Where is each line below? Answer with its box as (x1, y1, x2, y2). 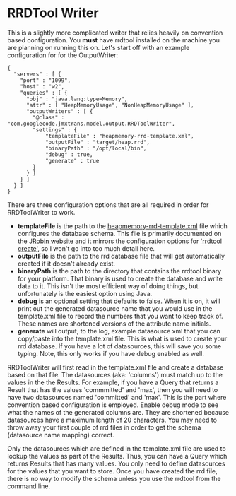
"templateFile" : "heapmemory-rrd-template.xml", (45, 132, 194, 139)
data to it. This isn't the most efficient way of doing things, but (17, 281, 199, 290)
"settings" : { (33, 126, 78, 134)
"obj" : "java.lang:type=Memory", (25, 95, 129, 102)
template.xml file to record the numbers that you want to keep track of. (17, 312, 224, 320)
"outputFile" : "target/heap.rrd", (45, 138, 151, 146)
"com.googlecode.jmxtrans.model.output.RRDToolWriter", (7, 120, 175, 127)
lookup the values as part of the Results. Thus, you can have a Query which (7, 451, 228, 460)
